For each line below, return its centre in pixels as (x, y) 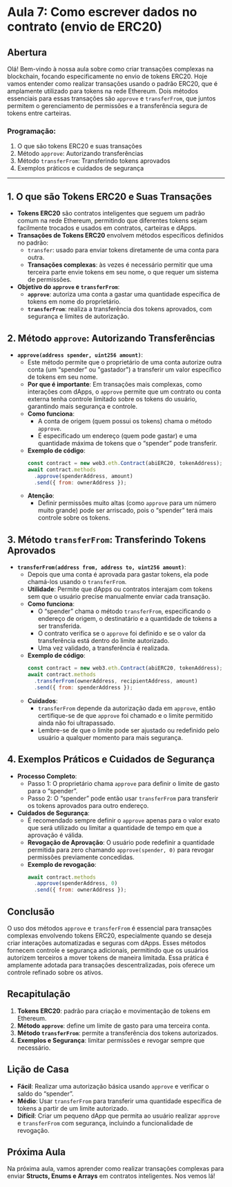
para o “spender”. (52, 791)
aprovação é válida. (56, 835)
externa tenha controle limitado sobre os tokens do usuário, (112, 398)
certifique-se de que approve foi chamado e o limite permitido (125, 715)
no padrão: (33, 243)
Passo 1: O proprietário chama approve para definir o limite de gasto (123, 783)
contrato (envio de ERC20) (85, 27)
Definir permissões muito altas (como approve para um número (127, 503)
